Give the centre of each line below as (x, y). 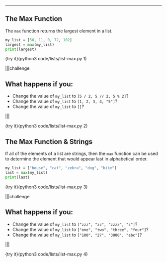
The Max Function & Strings (49, 142)
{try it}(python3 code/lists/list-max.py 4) (46, 254)
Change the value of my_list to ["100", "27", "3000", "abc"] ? (77, 235)
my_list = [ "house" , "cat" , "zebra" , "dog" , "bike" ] (61, 168)
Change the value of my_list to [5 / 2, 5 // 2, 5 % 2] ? (70, 96)
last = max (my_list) (27, 172)
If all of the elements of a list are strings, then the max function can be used (82, 154)
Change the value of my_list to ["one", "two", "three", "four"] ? (80, 229)
